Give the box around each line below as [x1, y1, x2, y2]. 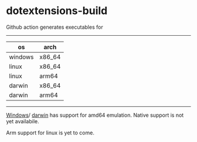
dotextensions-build [6, 4, 108, 18]
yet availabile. [6, 117, 39, 124]
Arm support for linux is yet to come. [6, 129, 95, 136]
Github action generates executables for [6, 23, 104, 31]
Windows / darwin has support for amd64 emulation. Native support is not [6, 111, 184, 119]
